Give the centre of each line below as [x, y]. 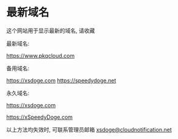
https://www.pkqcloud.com [41, 55]
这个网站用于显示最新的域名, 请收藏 [51, 30]
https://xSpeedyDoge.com [40, 117]
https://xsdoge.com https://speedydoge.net [61, 80]
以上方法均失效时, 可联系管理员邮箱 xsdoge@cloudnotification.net [89, 129]
